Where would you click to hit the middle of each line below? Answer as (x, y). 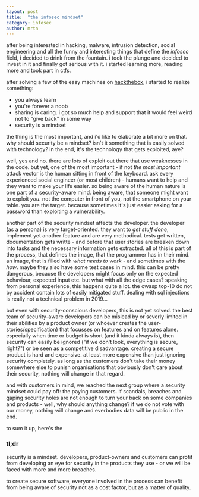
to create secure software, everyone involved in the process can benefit (94, 481)
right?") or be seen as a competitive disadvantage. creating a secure (90, 348)
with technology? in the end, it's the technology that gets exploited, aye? (95, 149)
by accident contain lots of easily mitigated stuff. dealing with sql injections (98, 293)
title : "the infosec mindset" (45, 17)
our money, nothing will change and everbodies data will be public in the (95, 411)
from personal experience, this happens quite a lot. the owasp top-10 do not (99, 286)
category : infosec (29, 23)
